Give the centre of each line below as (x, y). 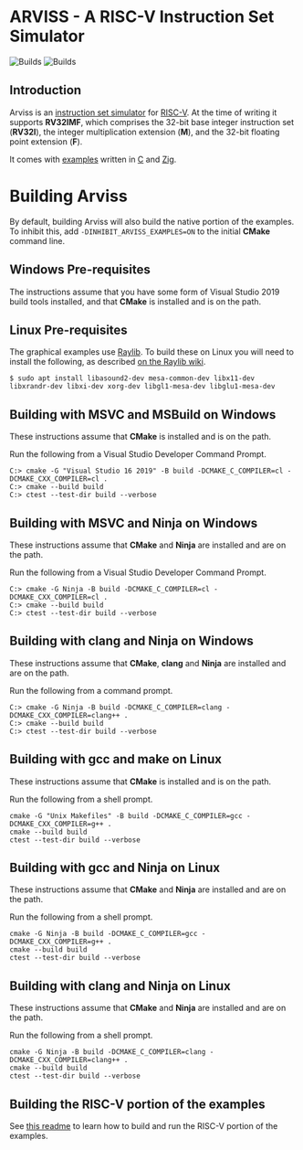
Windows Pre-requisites (80, 270)
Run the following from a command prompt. (91, 690)
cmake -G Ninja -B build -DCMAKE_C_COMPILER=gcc (104, 934)
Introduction (46, 90)
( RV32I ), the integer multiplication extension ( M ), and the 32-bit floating (145, 132)
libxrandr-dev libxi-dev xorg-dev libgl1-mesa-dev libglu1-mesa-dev (142, 387)
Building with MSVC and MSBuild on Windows (143, 415)
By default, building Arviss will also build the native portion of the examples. (152, 221)
